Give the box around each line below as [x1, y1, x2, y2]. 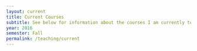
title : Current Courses [6, 14, 64, 20]
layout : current [6, 8, 46, 15]
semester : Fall [6, 30, 43, 36]
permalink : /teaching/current [6, 36, 80, 42]
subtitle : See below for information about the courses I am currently [6, 19, 185, 25]
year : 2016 [6, 25, 33, 31]
